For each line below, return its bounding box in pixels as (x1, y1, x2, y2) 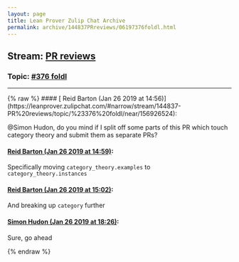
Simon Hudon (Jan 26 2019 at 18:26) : (7, 218, 119, 226)
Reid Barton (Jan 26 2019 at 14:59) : (7, 147, 114, 155)
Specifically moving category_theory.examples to (7, 163, 151, 172)
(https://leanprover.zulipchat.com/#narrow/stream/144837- (7, 102, 181, 110)
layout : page (7, 10, 46, 18)
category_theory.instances (7, 170, 87, 178)
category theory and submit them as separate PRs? (7, 131, 158, 140)
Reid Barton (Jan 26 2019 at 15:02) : (7, 185, 114, 194)
